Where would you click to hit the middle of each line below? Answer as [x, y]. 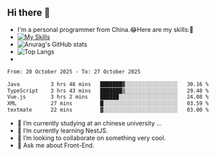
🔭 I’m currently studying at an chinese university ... [89, 123]
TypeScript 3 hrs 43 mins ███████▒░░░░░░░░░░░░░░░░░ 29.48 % [108, 91]
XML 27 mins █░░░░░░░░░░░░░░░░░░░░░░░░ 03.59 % [108, 104]
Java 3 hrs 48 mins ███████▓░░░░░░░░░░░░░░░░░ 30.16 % [108, 84]
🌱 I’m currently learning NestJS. [63, 131]
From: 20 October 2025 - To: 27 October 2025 [74, 71]
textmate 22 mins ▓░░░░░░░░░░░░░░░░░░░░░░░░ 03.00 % [108, 110]
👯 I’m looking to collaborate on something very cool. [91, 138]
